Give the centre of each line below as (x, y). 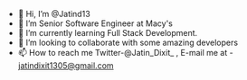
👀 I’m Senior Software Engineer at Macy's (95, 23)
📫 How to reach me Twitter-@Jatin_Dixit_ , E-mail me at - (125, 53)
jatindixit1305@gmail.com (66, 66)
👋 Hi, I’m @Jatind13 (54, 14)
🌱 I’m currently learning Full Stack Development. (108, 33)
